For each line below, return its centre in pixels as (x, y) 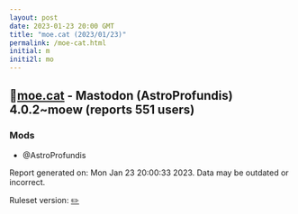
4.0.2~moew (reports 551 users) (102, 110)
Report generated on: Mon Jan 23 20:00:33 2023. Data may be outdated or (149, 173)
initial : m (30, 51)
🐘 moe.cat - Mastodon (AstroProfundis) (121, 96)
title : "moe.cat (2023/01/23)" (68, 34)
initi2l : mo (32, 59)
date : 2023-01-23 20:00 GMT (62, 26)
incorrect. (27, 182)
